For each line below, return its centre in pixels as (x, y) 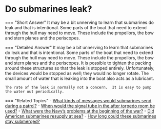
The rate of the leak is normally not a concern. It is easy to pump (78, 87)
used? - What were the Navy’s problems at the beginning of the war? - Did (80, 111)
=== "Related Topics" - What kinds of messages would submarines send (78, 100)
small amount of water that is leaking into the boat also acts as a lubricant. (80, 78)
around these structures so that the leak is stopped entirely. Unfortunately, (80, 68)
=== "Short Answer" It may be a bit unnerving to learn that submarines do (80, 22)
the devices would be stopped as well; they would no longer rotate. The (77, 73)
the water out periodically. (35, 92)
